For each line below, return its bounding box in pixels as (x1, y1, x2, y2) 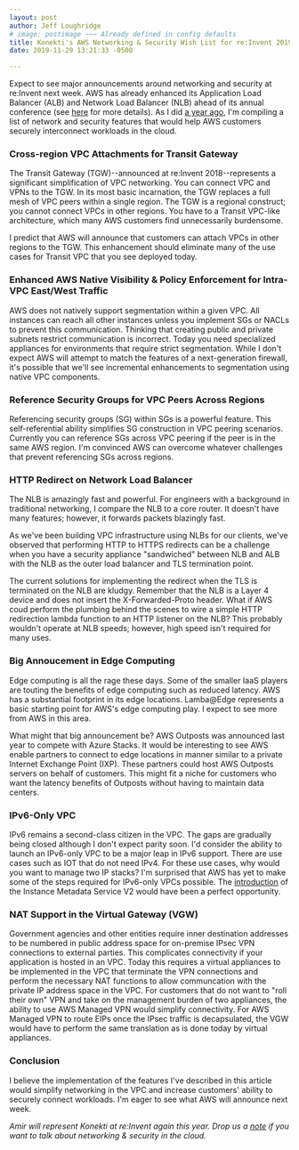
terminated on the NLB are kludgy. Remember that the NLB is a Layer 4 (9, 585, 270, 596)
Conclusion (9, 1055, 61, 1067)
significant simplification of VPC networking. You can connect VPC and (9, 177, 271, 188)
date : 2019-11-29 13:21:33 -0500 (9, 46, 133, 55)
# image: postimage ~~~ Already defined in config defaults (9, 29, 238, 38)
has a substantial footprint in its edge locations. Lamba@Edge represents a (9, 693, 285, 704)
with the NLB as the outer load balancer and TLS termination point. (9, 558, 254, 570)
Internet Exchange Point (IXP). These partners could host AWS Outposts (9, 758, 274, 769)
